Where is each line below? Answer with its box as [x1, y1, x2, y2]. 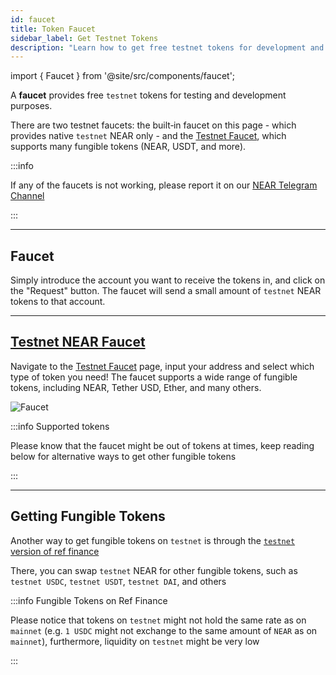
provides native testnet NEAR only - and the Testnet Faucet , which [10, 130, 287, 142]
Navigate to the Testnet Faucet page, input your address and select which [10, 360, 315, 372]
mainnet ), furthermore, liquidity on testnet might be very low [10, 635, 260, 647]
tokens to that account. [10, 296, 106, 308]
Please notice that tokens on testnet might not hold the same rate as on [10, 614, 307, 626]
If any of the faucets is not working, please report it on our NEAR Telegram [10, 179, 318, 191]
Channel [10, 190, 45, 202]
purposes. [10, 100, 53, 112]
